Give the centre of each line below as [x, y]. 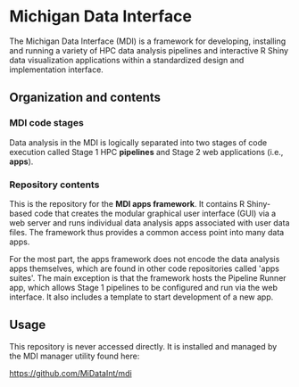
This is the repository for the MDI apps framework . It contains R [127, 203]
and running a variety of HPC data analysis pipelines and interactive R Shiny [149, 50]
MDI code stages [47, 123]
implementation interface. [57, 70]
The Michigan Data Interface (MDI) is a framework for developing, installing [148, 41]
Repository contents [54, 185]
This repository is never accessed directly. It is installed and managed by [143, 346]
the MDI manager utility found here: [75, 356]
